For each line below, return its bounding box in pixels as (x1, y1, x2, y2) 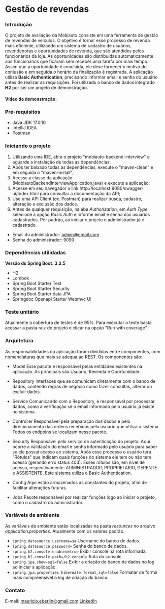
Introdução (5, 21, 32, 28)
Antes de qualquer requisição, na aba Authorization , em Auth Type (12, 206, 148, 212)
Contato (5, 587, 25, 594)
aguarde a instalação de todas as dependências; (12, 159, 111, 165)
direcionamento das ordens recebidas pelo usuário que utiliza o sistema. (12, 423, 160, 429)
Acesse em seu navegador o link (12, 185, 79, 191)
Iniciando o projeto (5, 142, 51, 149)
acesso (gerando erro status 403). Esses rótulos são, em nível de (12, 459, 145, 465)
